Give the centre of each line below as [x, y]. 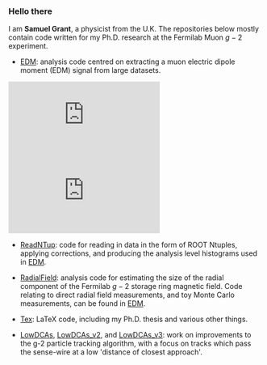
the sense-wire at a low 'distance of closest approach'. [111, 352]
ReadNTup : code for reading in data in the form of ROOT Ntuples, [129, 245]
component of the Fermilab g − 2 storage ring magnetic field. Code [131, 286]
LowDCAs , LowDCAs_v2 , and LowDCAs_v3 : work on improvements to [136, 335]
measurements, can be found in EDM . [83, 303]
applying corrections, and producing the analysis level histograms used [139, 253]
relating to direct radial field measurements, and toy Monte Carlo [127, 295]
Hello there [30, 11]
